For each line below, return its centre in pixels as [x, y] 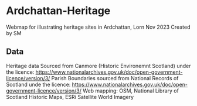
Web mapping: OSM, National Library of [131, 90]
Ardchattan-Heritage [58, 11]
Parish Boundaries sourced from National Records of [115, 78]
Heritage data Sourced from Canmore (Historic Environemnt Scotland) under [98, 66]
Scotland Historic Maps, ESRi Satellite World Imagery [70, 97]
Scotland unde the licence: [38, 84]
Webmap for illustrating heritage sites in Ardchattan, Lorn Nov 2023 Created [98, 27]
